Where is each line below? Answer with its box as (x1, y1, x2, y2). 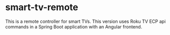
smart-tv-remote (5, 2, 78, 13)
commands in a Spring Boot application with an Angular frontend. (5, 23, 143, 29)
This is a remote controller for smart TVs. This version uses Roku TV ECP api (5, 18, 166, 24)
